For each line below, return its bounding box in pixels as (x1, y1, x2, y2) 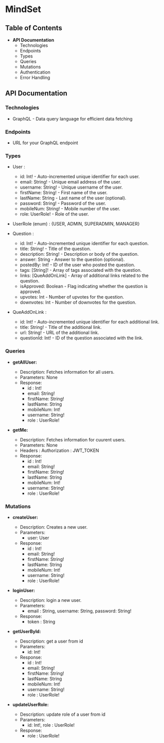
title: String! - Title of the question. (20, 246, 91, 252)
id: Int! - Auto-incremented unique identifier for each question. (20, 241, 149, 247)
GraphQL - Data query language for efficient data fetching (12, 116, 133, 122)
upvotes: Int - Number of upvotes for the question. (20, 294, 124, 300)
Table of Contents (5, 24, 63, 32)
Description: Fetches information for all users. (20, 369, 114, 375)
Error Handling (20, 75, 50, 80)
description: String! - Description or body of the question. (20, 251, 139, 257)
